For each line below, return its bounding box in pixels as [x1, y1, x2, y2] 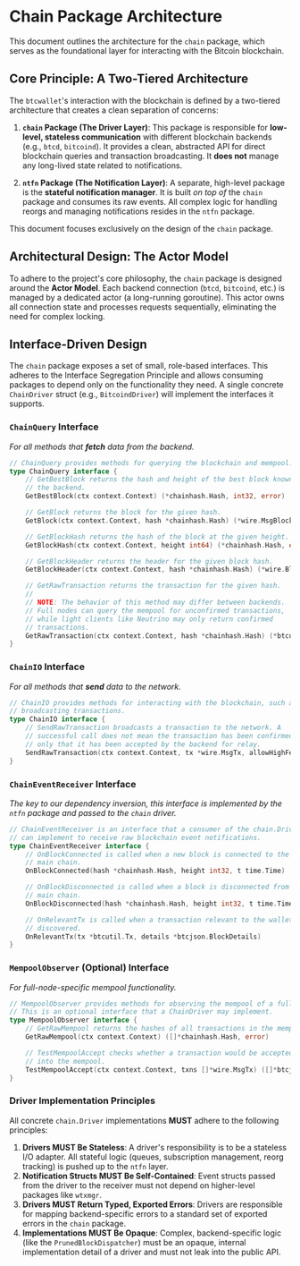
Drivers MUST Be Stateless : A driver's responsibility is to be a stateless [21, 1142, 287, 1152]
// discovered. [25, 923, 82, 932]
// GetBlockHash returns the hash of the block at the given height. [25, 532, 290, 541]
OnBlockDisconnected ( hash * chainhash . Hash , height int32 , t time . [25, 899, 278, 908]
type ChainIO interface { [9, 715, 105, 724]
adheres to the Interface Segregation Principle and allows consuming [9, 370, 263, 381]
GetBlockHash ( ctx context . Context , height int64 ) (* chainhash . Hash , [25, 540, 286, 549]
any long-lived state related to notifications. [21, 159, 183, 171]
